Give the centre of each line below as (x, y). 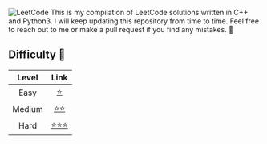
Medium (28, 109)
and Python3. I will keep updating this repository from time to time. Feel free (133, 21)
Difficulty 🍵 (37, 55)
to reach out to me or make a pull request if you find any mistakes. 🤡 (121, 29)
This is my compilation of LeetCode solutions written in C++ (150, 12)
